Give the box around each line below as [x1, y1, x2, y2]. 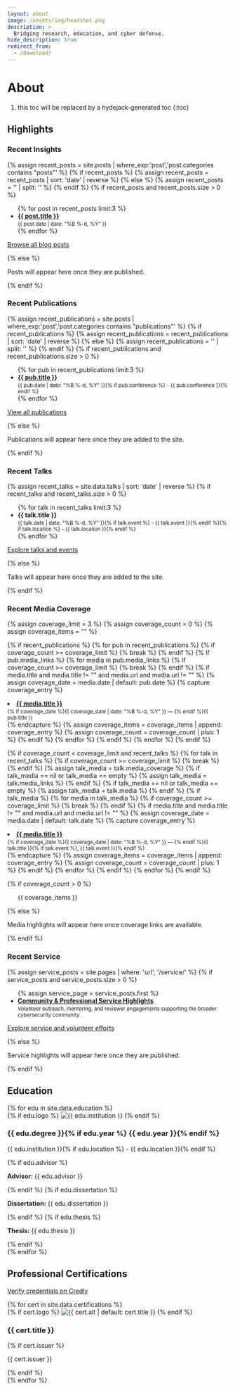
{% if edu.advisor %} [7, 1158, 68, 1166]
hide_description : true [7, 37, 77, 44]
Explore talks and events [7, 546, 79, 554]
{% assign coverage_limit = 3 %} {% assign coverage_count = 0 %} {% [7, 620, 213, 628]
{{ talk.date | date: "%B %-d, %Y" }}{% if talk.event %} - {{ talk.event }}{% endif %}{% [17, 520, 227, 527]
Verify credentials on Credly [7, 1287, 88, 1295]
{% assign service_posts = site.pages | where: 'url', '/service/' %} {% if [7, 968, 213, 976]
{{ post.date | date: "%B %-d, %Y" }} [17, 220, 107, 227]
